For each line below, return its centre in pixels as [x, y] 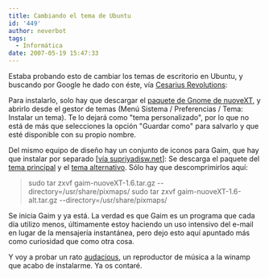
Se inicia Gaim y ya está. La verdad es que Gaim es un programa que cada [132, 216]
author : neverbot [37, 31]
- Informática [39, 46]
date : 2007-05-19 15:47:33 [54, 53]
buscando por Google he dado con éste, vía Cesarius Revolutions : [118, 85]
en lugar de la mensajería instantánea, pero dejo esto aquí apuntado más [129, 233]
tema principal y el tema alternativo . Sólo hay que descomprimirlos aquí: [128, 167]
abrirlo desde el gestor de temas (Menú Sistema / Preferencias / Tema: [126, 109]
